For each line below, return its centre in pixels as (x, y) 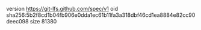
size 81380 (43, 21)
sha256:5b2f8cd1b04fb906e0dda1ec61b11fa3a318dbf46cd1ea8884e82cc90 (101, 15)
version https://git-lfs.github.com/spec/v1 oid (62, 9)
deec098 (17, 21)
